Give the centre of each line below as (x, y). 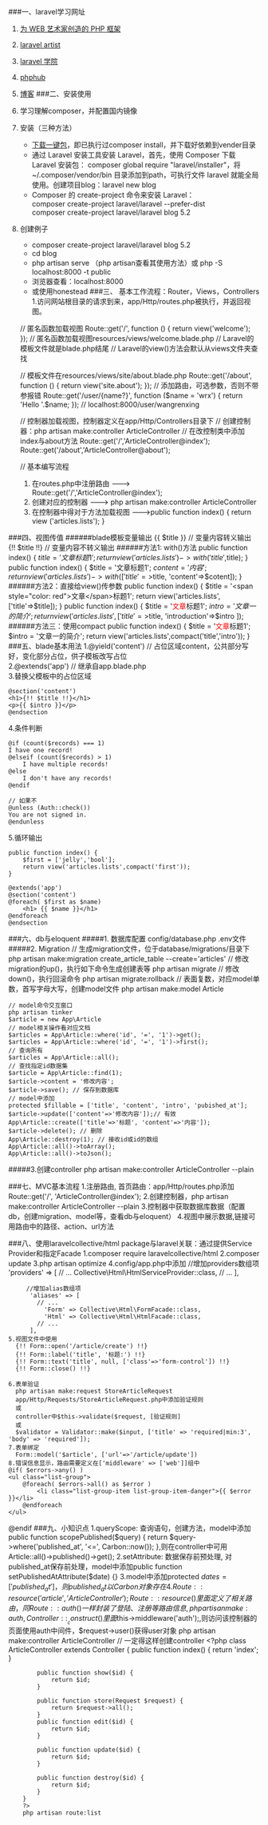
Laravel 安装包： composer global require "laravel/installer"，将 (136, 165)
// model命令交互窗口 (41, 1005)
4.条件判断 (26, 728)
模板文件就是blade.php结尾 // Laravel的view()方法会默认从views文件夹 (135, 348)
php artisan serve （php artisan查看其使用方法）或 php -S (127, 263)
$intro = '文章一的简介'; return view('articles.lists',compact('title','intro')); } (129, 636)
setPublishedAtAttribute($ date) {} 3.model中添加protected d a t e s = (118, 1576)
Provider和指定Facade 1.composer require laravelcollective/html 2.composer (134, 1253)
